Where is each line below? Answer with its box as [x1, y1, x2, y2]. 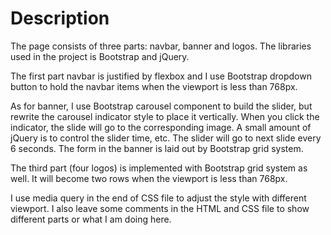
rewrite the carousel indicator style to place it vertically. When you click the [10, 110, 320, 122]
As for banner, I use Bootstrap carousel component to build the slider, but [10, 100, 313, 112]
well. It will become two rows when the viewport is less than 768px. [10, 172, 288, 184]
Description [10, 7, 110, 30]
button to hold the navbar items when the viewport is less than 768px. [10, 80, 298, 92]
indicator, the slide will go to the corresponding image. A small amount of [10, 121, 312, 133]
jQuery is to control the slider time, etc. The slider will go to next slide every [10, 132, 322, 144]
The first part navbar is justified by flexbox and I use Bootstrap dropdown [10, 70, 312, 82]
